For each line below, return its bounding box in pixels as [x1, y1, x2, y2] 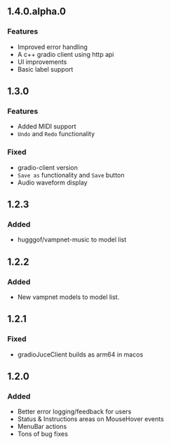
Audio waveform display [17, 178, 88, 187]
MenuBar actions [17, 423, 67, 431]
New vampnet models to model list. [17, 293, 120, 301]
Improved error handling [17, 42, 88, 51]
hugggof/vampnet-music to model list [17, 235, 127, 244]
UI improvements [17, 58, 67, 66]
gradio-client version [17, 163, 78, 171]
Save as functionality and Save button [17, 171, 125, 179]
